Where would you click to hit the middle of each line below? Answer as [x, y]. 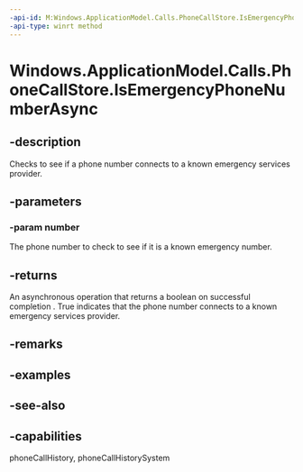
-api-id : [26, 18]
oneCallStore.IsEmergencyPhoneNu [147, 90]
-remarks [36, 345]
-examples [40, 375]
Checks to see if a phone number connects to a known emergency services [150, 164]
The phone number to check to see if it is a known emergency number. [141, 247]
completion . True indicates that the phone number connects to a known [143, 306]
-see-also [37, 406]
